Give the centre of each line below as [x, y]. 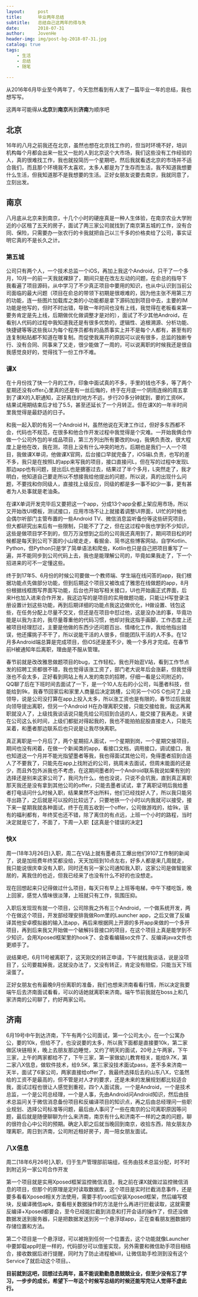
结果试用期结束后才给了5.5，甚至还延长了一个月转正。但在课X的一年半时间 [97, 405]
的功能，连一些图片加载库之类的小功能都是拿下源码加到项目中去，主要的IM [97, 300]
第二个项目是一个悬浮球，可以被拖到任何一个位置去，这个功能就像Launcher [98, 1239]
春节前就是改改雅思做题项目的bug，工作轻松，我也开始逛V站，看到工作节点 [98, 662]
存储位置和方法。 [27, 1226]
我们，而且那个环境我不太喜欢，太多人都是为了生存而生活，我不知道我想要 [101, 168]
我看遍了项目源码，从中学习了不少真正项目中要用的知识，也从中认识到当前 [96, 286]
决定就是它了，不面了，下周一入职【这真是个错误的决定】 [76, 823]
